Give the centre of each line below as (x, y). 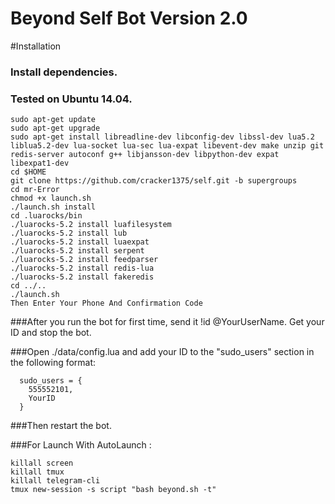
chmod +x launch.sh (51, 198)
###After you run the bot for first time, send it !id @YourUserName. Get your (167, 322)
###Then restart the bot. (61, 426)
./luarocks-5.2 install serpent (77, 251)
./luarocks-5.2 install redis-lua (82, 268)
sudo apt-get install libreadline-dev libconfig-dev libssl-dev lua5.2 (162, 137)
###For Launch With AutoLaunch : (81, 445)
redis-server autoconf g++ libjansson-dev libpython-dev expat (145, 155)
